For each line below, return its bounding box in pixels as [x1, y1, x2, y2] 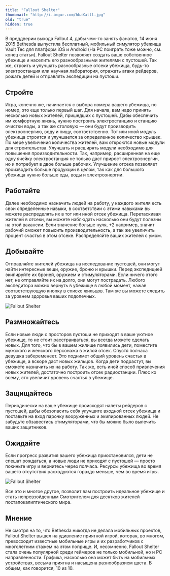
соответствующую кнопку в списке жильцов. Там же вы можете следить [5, 288, 165, 294]
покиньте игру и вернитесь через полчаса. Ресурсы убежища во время [5, 463, 161, 469]
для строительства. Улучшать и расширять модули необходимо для [5, 145, 154, 151]
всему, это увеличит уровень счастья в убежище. [5, 374, 114, 380]
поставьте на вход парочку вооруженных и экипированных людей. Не [5, 413, 159, 419]
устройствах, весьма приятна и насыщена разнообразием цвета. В [5, 560, 152, 566]
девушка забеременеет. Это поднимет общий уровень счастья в [5, 353, 147, 359]
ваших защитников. [5, 424, 48, 430]
